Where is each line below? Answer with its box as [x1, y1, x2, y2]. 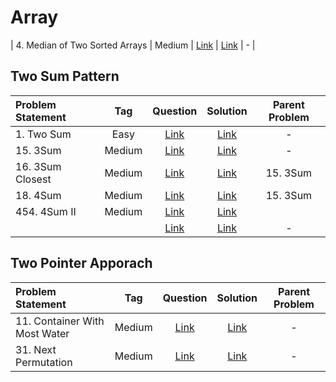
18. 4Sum [15, 188, 62, 202]
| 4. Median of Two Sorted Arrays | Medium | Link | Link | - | [10, 39, 256, 51]
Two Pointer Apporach [10, 255, 153, 272]
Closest [15, 172, 52, 186]
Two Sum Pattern [10, 68, 120, 85]
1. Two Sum [15, 127, 72, 141]
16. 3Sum [15, 159, 62, 173]
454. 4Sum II [15, 204, 77, 218]
